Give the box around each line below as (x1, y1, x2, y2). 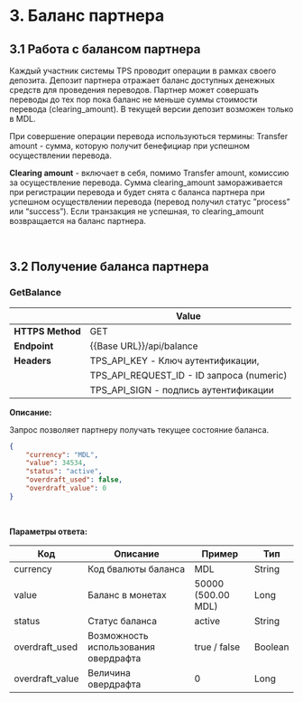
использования (87, 641, 156, 653)
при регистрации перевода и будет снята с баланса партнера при (9, 187, 265, 197)
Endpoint (14, 340, 54, 352)
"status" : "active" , (25, 467, 103, 476)
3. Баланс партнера (9, 5, 165, 26)
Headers (14, 354, 52, 367)
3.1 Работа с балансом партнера (9, 42, 201, 57)
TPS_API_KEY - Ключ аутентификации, (89, 354, 260, 367)
